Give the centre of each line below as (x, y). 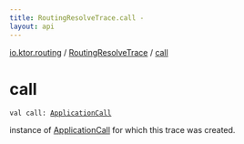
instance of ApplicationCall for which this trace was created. (122, 130)
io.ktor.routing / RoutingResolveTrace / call (89, 52)
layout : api (32, 26)
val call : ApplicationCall (61, 113)
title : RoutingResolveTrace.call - (77, 18)
